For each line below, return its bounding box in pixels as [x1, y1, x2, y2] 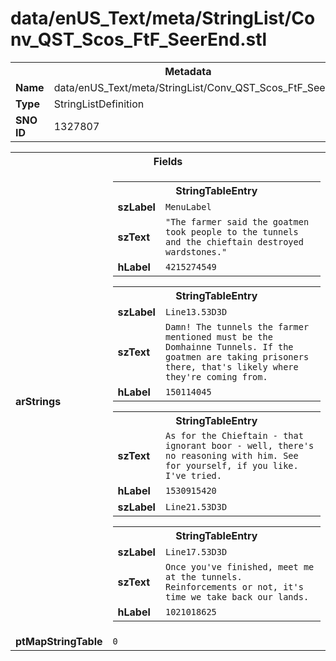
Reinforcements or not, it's [164, 581, 304, 592]
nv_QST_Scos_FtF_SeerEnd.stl [10, 28, 268, 51]
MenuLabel [164, 201, 212, 212]
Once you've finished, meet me [164, 561, 315, 572]
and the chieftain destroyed [164, 236, 304, 247]
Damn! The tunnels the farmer [164, 321, 310, 332]
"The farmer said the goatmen [164, 216, 310, 227]
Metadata [164, 64, 212, 78]
